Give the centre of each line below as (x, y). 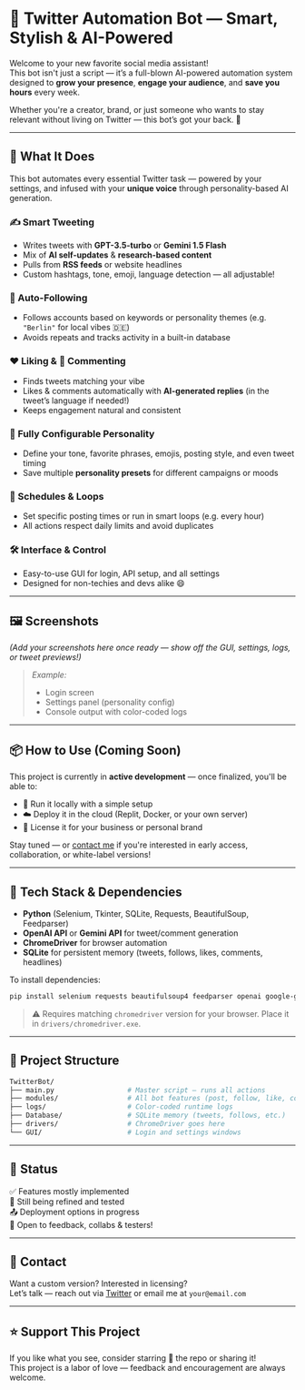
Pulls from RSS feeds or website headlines (102, 265)
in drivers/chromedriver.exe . (86, 1023)
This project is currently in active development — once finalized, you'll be (148, 776)
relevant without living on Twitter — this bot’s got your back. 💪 (126, 119)
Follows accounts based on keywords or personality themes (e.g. (144, 318)
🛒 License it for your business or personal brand (113, 827)
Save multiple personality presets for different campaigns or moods (150, 472)
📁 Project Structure (64, 1061)
